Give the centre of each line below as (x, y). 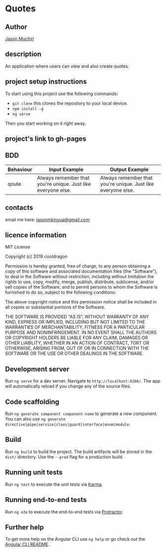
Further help (25, 527)
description (23, 54)
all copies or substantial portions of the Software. (55, 307)
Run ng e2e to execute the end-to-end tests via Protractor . (64, 511)
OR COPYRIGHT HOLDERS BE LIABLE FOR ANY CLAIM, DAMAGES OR (77, 338)
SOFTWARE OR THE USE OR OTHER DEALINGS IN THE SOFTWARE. (74, 353)
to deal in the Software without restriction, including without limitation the (80, 277)
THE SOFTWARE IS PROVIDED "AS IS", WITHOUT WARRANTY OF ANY (77, 317)
